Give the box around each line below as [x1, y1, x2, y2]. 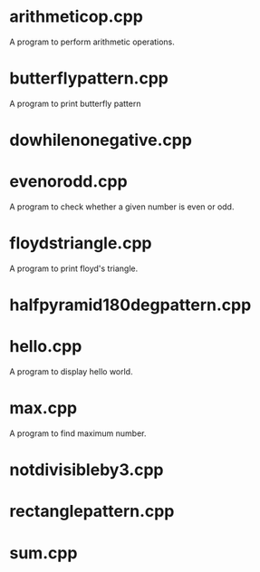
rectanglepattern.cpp [9, 501, 175, 522]
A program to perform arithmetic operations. [9, 36, 175, 47]
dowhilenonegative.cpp [9, 130, 193, 150]
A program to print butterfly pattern [9, 98, 141, 109]
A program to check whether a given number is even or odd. [9, 201, 235, 212]
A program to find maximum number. [9, 428, 147, 439]
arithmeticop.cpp [9, 6, 143, 27]
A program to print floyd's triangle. [9, 263, 139, 274]
